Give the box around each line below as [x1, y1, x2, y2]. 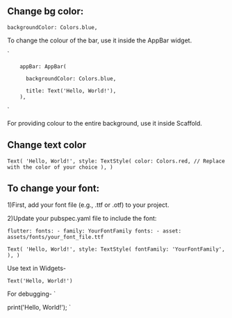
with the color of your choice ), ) [7, 163, 113, 171]
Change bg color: [7, 6, 84, 17]
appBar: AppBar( [19, 62, 67, 70]
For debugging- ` [7, 290, 56, 298]
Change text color [7, 139, 87, 151]
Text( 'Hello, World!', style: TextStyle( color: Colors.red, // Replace [7, 158, 226, 165]
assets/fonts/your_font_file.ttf [7, 234, 104, 241]
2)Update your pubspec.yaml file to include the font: [7, 215, 157, 223]
